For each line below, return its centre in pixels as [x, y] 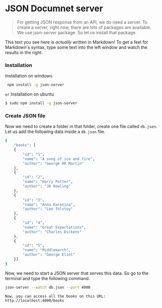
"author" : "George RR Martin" [53, 163]
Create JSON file [25, 116]
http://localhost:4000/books [35, 300]
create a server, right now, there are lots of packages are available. [84, 27]
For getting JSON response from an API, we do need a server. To [82, 22]
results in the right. [24, 52]
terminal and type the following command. [48, 278]
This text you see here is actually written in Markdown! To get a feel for [77, 42]
